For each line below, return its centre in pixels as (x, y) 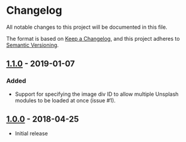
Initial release (31, 134)
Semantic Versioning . (32, 45)
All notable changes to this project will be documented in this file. (87, 27)
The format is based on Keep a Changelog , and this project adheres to (93, 38)
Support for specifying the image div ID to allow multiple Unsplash (97, 94)
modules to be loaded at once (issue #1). (65, 100)
